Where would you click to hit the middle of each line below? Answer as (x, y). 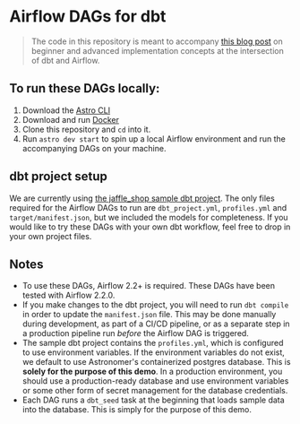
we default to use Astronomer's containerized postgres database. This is (156, 362)
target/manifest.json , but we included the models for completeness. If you (149, 217)
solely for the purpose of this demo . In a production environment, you (152, 372)
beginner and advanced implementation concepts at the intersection (157, 50)
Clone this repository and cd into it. (86, 129)
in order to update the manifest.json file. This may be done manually (149, 315)
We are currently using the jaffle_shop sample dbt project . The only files (142, 198)
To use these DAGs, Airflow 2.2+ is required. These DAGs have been (149, 286)
